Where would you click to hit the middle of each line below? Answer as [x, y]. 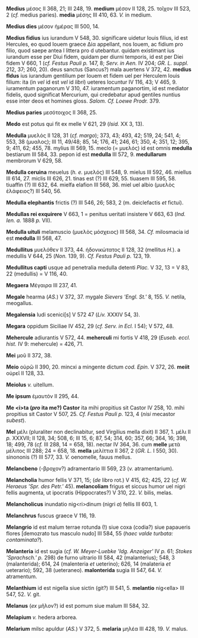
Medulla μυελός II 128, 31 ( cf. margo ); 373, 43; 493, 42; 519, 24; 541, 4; [93, 135]
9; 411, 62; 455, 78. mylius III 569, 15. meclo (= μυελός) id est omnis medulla [99, 148]
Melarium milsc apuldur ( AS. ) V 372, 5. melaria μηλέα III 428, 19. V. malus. [97, 629]
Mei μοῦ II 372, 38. [29, 355]
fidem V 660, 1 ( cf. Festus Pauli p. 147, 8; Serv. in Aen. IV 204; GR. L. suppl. [97, 63]
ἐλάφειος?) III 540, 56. [34, 191]
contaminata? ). [25, 540]
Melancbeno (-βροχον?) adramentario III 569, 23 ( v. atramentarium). [90, 469]
